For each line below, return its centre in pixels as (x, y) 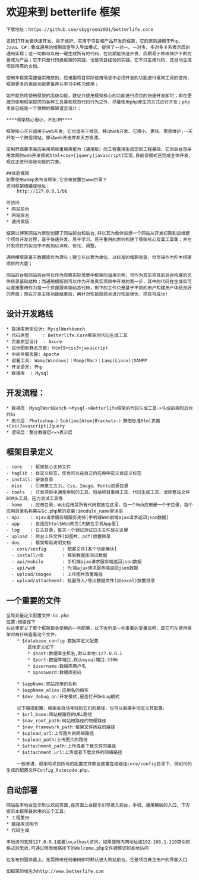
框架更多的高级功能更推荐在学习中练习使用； (53, 84)
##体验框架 (18, 173)
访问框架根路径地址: (28, 186)
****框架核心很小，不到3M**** (40, 120)
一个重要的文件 (34, 600)
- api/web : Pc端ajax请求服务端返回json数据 (75, 568)
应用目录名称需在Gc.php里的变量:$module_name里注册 (65, 511)
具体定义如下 (41, 648)
